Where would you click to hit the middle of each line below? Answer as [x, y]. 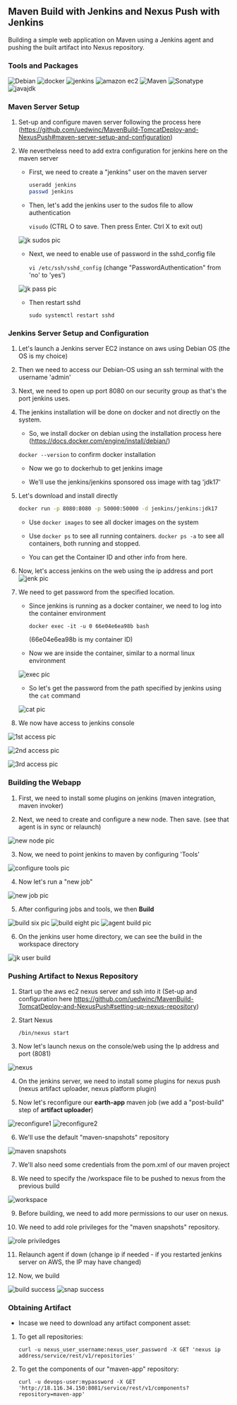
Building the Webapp [45, 782]
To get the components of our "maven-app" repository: [98, 1369]
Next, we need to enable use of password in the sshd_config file [122, 254]
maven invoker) [41, 805]
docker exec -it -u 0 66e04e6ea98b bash [89, 626]
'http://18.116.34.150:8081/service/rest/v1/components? [104, 1388]
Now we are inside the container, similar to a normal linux [112, 653]
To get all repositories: [51, 1337]
